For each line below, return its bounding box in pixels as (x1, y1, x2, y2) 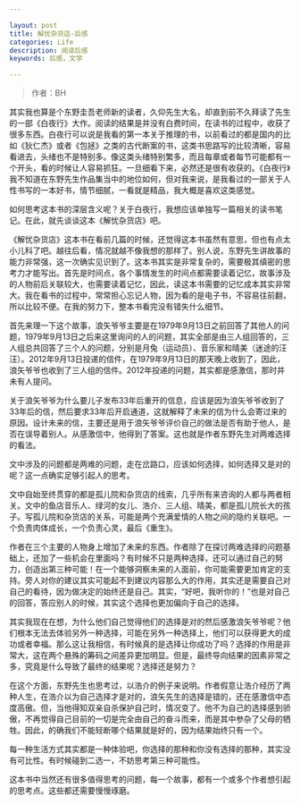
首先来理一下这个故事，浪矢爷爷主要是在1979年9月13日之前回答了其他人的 (9, 320, 282, 331)
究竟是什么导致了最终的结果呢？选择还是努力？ (24, 661, 197, 672)
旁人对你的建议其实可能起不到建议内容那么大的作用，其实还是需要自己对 (24, 575, 291, 586)
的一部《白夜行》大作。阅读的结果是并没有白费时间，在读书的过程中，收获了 (9, 118, 291, 129)
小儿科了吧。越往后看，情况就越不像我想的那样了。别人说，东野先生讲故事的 (9, 245, 291, 256)
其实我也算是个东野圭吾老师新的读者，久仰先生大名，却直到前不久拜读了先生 (9, 106, 291, 117)
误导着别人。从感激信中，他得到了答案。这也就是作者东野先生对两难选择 (24, 428, 291, 439)
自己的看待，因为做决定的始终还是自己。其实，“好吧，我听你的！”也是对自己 (9, 587, 290, 597)
